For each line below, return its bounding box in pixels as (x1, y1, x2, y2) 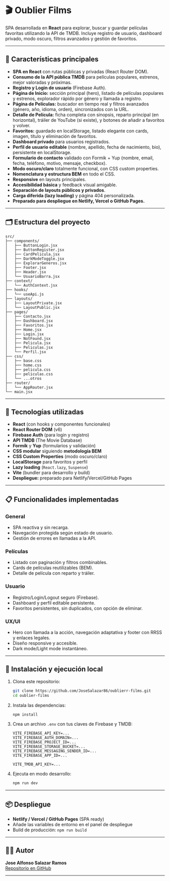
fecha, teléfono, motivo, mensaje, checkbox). (12, 160, 107, 166)
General (5, 513, 25, 520)
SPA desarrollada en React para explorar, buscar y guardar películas (5, 24, 148, 31)
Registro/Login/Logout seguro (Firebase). (12, 594, 99, 601)
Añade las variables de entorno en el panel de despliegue (12, 822, 133, 828)
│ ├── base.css (5, 358, 42, 363)
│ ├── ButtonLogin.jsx (5, 242, 58, 248)
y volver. (12, 122, 31, 128)
